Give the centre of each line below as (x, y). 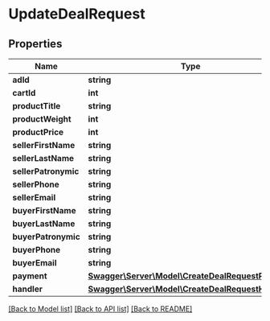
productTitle (37, 106)
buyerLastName (44, 224)
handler (27, 289)
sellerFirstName (44, 145)
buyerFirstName (44, 210)
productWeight (42, 119)
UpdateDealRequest (77, 14)
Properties (35, 44)
